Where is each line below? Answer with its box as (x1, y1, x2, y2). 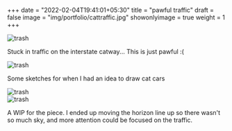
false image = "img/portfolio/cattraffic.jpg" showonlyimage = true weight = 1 (7, 13, 226, 21)
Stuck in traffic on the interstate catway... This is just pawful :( (7, 48, 184, 55)
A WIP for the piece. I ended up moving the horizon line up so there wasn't (7, 109, 221, 116)
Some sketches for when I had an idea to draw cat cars (7, 74, 165, 82)
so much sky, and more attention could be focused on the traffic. (7, 116, 193, 124)
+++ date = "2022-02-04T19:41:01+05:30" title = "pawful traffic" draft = (7, 6, 214, 14)
